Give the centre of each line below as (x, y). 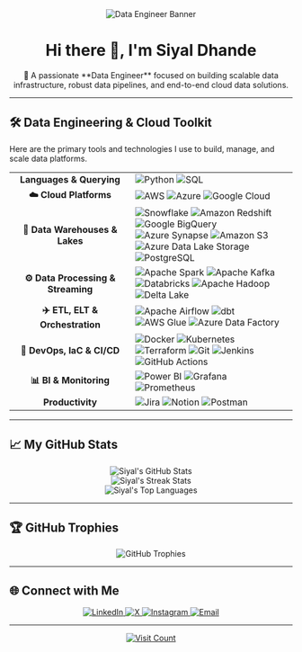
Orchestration (70, 325)
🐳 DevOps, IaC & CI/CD (70, 350)
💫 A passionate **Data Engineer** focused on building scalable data (151, 75)
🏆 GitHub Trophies (64, 527)
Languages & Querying (70, 179)
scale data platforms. (49, 158)
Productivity (70, 402)
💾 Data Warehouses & (70, 229)
